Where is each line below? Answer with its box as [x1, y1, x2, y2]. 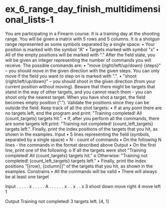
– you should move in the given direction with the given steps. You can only [5, 67, 160, 73]
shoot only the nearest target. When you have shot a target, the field [5, 94, 146, 100]
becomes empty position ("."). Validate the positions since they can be [5, 99, 150, 105]
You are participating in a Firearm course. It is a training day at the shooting [5, 30, 160, 36]
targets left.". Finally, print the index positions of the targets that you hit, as [5, 126, 158, 132]
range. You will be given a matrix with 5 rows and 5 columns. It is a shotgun [5, 36, 160, 42]
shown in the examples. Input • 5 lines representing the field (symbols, [5, 131, 151, 137]
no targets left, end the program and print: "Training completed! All [5, 110, 142, 116]
